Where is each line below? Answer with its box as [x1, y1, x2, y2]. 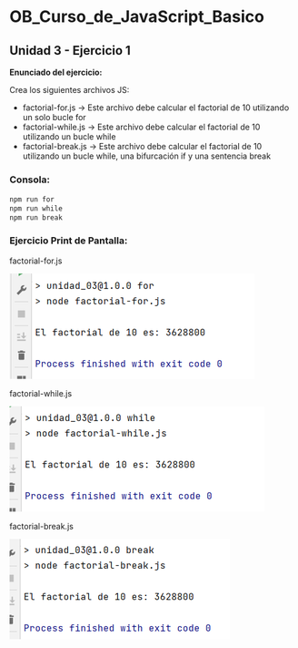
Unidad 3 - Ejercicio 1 [9, 43, 132, 58]
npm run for [9, 195, 55, 204]
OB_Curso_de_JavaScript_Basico [9, 6, 265, 27]
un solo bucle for [22, 112, 86, 122]
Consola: [9, 173, 50, 186]
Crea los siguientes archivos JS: [9, 85, 130, 95]
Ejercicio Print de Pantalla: [9, 234, 128, 247]
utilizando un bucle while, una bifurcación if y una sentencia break [22, 150, 271, 161]
